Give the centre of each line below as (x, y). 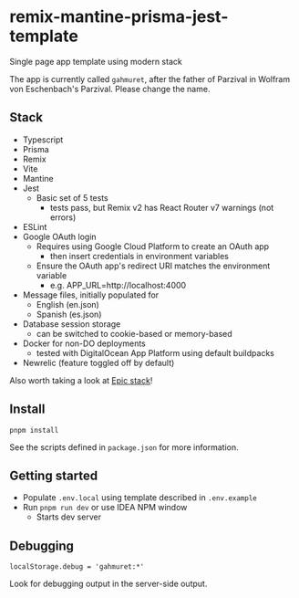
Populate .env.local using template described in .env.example (139, 498)
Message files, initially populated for (91, 295)
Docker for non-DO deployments (84, 343)
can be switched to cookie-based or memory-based (134, 333)
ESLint (35, 226)
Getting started (54, 475)
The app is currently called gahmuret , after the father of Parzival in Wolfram (149, 79)
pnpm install (34, 430)
